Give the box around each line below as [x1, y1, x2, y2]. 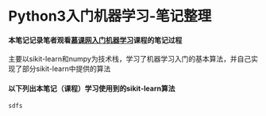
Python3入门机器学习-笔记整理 [8, 7, 212, 25]
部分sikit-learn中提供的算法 [21, 64, 111, 73]
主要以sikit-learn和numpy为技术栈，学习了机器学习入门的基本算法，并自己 [8, 54, 252, 64]
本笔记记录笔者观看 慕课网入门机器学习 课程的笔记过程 [8, 35, 183, 44]
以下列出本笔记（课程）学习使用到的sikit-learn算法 [8, 84, 175, 93]
